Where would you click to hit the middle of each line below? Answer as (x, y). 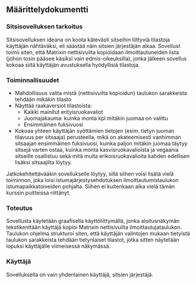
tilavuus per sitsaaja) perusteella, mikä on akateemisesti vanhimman (98, 137)
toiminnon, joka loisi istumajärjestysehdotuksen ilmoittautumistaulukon (93, 180)
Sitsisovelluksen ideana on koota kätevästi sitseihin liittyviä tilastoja (88, 39)
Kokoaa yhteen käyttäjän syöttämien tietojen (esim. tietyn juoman (94, 130)
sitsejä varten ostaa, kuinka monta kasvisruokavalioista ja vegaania (97, 149)
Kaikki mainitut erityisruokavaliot (63, 111)
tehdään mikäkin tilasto (43, 99)
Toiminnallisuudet (33, 80)
